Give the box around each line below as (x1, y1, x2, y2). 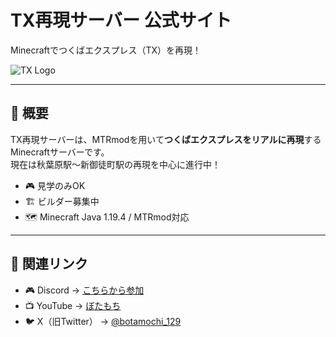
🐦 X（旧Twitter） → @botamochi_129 (24, 315, 182, 327)
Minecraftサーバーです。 (10, 146, 110, 158)
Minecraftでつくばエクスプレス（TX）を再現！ (10, 44, 202, 56)
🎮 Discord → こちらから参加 (24, 284, 145, 296)
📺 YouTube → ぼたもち (24, 299, 122, 311)
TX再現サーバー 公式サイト (10, 9, 232, 32)
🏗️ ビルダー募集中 (24, 195, 100, 207)
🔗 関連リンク (10, 256, 88, 273)
